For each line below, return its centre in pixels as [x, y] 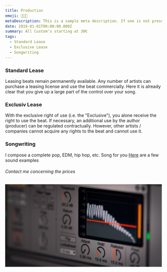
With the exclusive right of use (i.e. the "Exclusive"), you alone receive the [81, 115]
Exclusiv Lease [24, 104]
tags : [11, 37]
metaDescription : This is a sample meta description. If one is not [78, 21]
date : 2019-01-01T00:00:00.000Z [39, 26]
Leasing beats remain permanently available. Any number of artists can [78, 81]
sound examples [22, 160]
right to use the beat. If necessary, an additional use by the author [73, 121]
